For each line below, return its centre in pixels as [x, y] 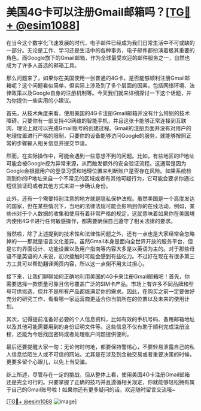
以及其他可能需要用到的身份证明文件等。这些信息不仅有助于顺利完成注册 [95, 327]
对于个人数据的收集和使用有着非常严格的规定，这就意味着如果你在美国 [103, 213]
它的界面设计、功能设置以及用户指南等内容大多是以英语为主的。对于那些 [100, 249]
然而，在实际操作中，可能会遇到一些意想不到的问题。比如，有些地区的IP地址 [100, 156]
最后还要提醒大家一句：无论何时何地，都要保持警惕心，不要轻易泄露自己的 [98, 347]
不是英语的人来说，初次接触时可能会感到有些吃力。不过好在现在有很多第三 [103, 256]
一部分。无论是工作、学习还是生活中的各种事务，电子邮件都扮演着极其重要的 [100, 50]
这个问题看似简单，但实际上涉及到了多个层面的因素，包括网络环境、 [106, 85]
